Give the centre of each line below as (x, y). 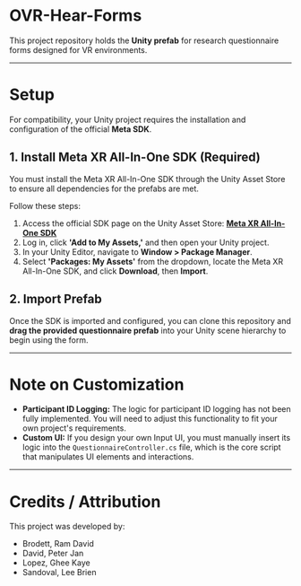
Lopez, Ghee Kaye (56, 563)
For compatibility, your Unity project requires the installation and (128, 119)
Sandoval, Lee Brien (59, 573)
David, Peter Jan (53, 554)
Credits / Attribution (85, 501)
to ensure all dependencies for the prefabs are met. (104, 188)
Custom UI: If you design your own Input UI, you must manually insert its (156, 438)
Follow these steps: (45, 206)
